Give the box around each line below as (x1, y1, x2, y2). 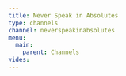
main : (15, 41, 34, 49)
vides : (8, 56, 30, 64)
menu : (8, 33, 26, 42)
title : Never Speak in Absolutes (8, 11, 119, 20)
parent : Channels (22, 48, 80, 56)
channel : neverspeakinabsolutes (8, 26, 115, 34)
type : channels (8, 19, 59, 27)
